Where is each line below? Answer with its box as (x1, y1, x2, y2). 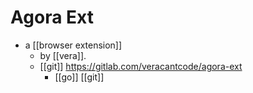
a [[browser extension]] (24, 39, 123, 51)
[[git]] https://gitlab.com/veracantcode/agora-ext (39, 60, 243, 72)
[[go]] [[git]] (54, 71, 105, 83)
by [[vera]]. (39, 49, 87, 61)
